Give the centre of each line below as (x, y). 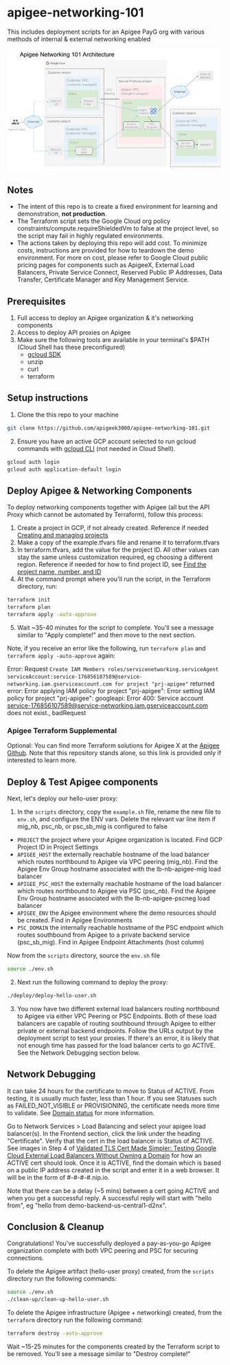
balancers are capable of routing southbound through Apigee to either (116, 1023)
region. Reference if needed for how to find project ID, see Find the (112, 564)
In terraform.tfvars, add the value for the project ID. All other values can (118, 550)
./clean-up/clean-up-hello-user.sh (58, 1300)
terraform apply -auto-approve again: (61, 655)
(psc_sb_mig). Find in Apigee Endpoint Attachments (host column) (111, 942)
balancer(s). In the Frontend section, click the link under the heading (104, 1133)
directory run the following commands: (62, 1279)
